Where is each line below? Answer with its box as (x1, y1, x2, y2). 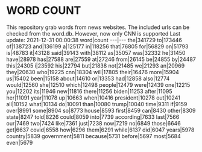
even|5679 (6, 139, 33, 146)
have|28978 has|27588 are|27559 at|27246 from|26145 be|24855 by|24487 (6, 55, 196, 63)
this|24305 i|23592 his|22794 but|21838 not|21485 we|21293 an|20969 (6, 62, 185, 69)
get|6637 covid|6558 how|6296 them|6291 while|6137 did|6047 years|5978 (6, 126, 195, 133)
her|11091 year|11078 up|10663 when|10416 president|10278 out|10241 (6, 94, 181, 101)
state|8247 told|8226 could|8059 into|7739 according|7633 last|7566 (6, 113, 180, 121)
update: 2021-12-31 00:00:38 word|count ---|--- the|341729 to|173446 (6, 36, 183, 43)
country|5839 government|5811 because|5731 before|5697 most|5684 (6, 132, 181, 139)
